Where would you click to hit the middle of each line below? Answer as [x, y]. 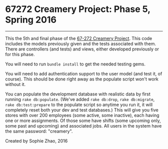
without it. [15, 84]
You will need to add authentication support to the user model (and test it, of [84, 73]
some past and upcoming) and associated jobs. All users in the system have [83, 125]
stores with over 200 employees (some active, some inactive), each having [82, 115]
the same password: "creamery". [39, 131]
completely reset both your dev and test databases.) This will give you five [82, 110]
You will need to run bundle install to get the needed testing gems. [75, 64]
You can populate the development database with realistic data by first [78, 94]
